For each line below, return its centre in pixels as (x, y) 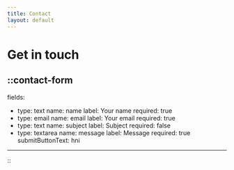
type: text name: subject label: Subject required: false (94, 125)
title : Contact (29, 14)
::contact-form (40, 80)
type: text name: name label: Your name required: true (95, 110)
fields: (16, 97)
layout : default (31, 20)
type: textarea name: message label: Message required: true (104, 132)
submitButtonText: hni (48, 140)
